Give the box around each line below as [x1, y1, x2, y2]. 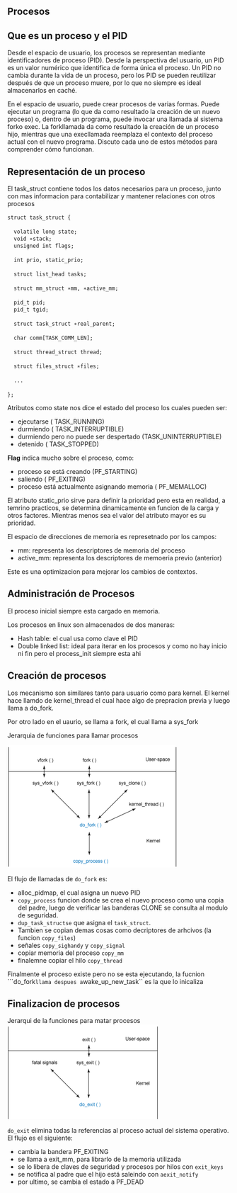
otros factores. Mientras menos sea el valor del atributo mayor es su [7, 511, 207, 520]
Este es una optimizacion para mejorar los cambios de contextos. [7, 567, 198, 576]
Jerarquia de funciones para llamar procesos [7, 731, 139, 740]
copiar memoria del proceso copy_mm [17, 949, 124, 957]
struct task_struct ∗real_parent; [13, 320, 115, 328]
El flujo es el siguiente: [7, 1133, 73, 1143]
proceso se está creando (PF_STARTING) [17, 468, 138, 476]
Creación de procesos [7, 669, 107, 682]
